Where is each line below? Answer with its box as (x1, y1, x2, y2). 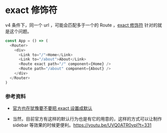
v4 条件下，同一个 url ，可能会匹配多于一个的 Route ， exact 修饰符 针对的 (5, 22, 158, 28)
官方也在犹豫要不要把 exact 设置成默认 (12, 105, 93, 111)
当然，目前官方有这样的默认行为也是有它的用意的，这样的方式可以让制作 (12, 115, 162, 121)
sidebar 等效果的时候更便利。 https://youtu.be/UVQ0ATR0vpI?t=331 (12, 122, 152, 128)
